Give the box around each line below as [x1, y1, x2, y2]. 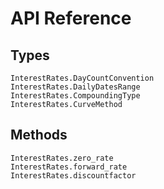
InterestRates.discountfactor [10, 170, 137, 181]
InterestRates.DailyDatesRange [10, 82, 141, 92]
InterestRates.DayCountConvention [10, 73, 155, 83]
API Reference [10, 7, 132, 30]
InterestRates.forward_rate [10, 162, 128, 172]
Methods [10, 127, 68, 144]
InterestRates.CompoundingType [10, 91, 141, 101]
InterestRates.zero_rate [10, 153, 114, 163]
